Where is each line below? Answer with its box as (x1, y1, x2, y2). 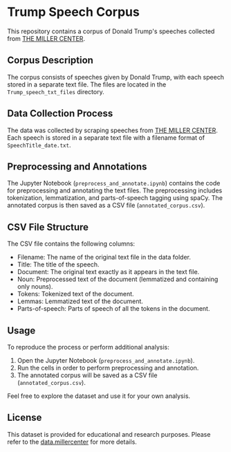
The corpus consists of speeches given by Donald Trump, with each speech (7, 73, 225, 81)
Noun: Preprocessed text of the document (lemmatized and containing (17, 275, 219, 284)
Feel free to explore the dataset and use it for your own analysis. (7, 392, 191, 400)
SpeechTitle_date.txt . (7, 141, 71, 149)
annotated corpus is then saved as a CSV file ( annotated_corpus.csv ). (7, 201, 205, 210)
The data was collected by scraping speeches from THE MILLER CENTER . (7, 126, 218, 134)
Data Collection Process (7, 108, 113, 120)
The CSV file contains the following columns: (7, 239, 136, 248)
